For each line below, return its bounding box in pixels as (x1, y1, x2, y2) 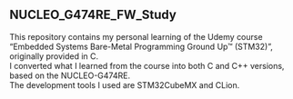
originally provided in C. (9, 50, 99, 62)
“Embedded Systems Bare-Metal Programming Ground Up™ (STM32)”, (9, 41, 273, 52)
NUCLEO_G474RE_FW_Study (9, 7, 177, 23)
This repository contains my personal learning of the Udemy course (9, 31, 263, 42)
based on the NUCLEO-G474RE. (9, 70, 130, 81)
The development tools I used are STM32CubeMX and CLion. (9, 79, 240, 90)
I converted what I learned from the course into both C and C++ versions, (9, 60, 285, 71)
